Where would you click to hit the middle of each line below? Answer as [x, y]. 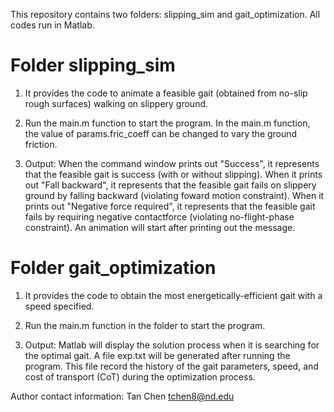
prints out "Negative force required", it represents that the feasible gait [170, 206]
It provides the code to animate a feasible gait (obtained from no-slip [166, 93]
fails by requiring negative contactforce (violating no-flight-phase [159, 216]
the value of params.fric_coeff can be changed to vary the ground [161, 133]
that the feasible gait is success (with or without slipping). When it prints [173, 174]
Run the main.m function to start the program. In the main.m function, [167, 123]
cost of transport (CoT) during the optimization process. [140, 376]
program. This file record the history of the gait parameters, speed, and [171, 366]
